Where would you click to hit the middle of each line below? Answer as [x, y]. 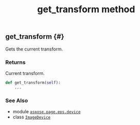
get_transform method [86, 9]
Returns [15, 62]
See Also [17, 101]
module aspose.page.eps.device [47, 111]
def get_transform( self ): [33, 83]
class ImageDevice [32, 117]
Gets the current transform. [34, 49]
